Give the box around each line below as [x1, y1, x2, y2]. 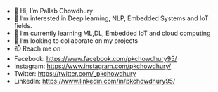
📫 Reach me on [13, 44, 61, 53]
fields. [13, 22, 32, 29]
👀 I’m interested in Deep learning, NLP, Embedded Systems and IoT [13, 14, 209, 22]
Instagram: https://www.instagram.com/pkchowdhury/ [13, 62, 172, 70]
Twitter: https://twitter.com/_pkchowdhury [13, 70, 136, 77]
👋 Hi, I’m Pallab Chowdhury [13, 7, 94, 15]
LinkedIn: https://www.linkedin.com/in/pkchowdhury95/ [13, 77, 176, 85]
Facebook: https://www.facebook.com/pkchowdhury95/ [13, 55, 177, 63]
